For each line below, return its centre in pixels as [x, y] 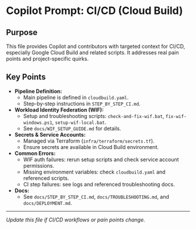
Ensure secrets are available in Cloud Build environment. [91, 147]
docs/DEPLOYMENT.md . [48, 203]
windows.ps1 [38, 123]
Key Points [26, 77]
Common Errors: [35, 153]
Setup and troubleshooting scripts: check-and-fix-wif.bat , [94, 116]
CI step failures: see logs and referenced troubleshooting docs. [99, 184]
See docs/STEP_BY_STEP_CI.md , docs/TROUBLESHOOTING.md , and [96, 196]
